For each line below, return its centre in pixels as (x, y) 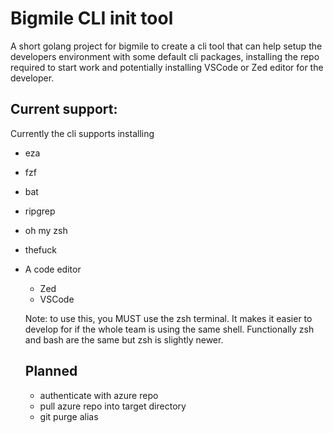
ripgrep (40, 211)
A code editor (53, 269)
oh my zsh (46, 230)
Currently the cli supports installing (82, 133)
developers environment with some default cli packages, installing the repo (165, 56)
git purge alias (69, 416)
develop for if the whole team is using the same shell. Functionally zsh (169, 329)
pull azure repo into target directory (113, 406)
